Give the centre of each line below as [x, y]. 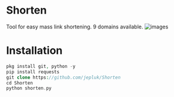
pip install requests [33, 72]
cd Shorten [20, 83]
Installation [34, 51]
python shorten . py [29, 88]
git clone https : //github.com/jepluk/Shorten [63, 77]
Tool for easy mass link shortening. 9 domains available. [75, 27]
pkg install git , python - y [41, 66]
